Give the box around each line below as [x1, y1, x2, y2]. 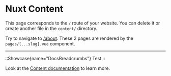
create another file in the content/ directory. [5, 25, 98, 31]
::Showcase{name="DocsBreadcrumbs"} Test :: [5, 55, 105, 61]
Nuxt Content [5, 3, 64, 15]
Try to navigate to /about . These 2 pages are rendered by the [5, 35, 134, 41]
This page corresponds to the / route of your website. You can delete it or [5, 20, 160, 26]
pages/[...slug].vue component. [5, 40, 75, 46]
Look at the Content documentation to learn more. [5, 65, 110, 71]
